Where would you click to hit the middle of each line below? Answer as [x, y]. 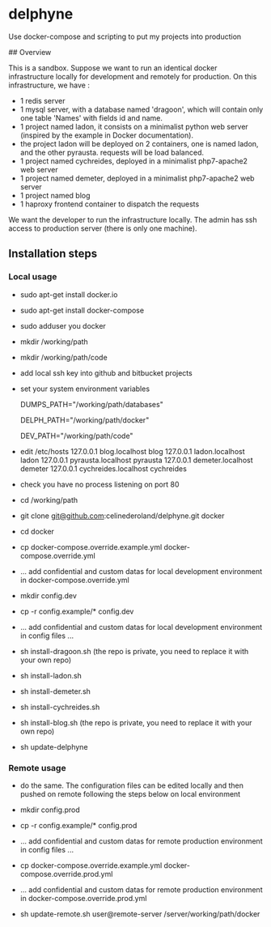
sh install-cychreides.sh [60, 707]
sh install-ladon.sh [51, 675]
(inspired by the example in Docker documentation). [107, 135]
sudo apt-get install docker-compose [82, 310]
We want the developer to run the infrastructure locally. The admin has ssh [133, 219]
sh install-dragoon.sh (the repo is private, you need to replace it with [134, 651]
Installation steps [53, 254]
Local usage [33, 277]
